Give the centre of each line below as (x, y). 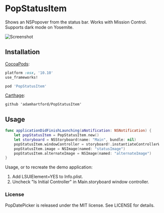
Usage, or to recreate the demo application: (49, 167)
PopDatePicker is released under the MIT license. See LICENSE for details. (80, 205)
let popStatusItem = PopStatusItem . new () (56, 135)
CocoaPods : (18, 64)
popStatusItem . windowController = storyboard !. (63, 144)
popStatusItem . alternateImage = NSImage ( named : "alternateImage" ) (83, 153)
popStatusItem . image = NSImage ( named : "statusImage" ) (70, 149)
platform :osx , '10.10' (29, 73)
